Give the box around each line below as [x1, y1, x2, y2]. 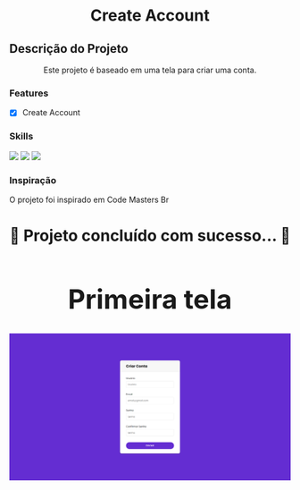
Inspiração [9, 173, 56, 186]
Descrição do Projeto [9, 41, 129, 56]
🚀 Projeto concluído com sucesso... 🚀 [9, 225, 291, 246]
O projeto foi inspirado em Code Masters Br [9, 194, 170, 205]
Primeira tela [68, 283, 232, 317]
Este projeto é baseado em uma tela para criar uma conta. [43, 64, 257, 75]
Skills [9, 131, 34, 143]
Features [9, 87, 49, 99]
